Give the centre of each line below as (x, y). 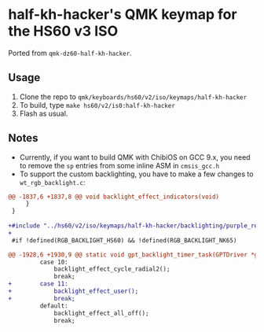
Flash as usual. (44, 113)
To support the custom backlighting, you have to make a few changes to (136, 174)
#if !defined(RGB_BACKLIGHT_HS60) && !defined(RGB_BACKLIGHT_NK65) (124, 240)
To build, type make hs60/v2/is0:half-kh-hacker (97, 105)
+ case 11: (38, 284)
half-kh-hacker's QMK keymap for (123, 15)
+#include (24, 226)
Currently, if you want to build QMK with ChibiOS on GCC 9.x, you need (135, 157)
